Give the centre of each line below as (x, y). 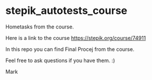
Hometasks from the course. (40, 27)
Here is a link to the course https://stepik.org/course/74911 (76, 38)
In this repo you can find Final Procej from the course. (70, 49)
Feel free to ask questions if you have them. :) (60, 60)
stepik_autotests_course (66, 11)
